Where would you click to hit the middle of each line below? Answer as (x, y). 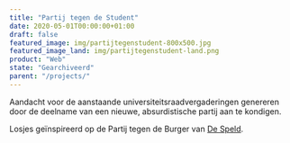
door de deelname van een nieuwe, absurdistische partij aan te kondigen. (145, 111)
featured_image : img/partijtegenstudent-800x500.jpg (110, 43)
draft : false (34, 34)
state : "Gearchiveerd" (52, 68)
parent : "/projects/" (50, 76)
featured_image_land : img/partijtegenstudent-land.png (114, 51)
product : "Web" (38, 59)
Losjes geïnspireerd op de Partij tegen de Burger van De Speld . (127, 129)
